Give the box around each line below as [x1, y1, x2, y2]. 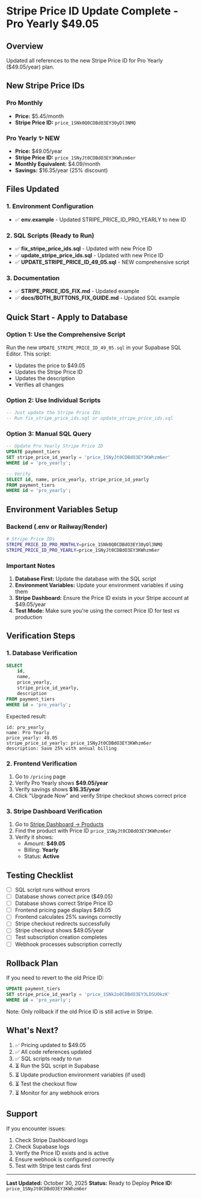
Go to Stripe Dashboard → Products [14, 821, 104, 828]
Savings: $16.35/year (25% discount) [14, 167, 108, 174]
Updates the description [14, 374, 75, 381]
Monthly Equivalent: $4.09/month [14, 160, 101, 167]
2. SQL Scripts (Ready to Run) [6, 231, 94, 239]
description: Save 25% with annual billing [6, 745, 117, 752]
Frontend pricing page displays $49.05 [14, 907, 111, 914]
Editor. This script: [6, 350, 51, 357]
